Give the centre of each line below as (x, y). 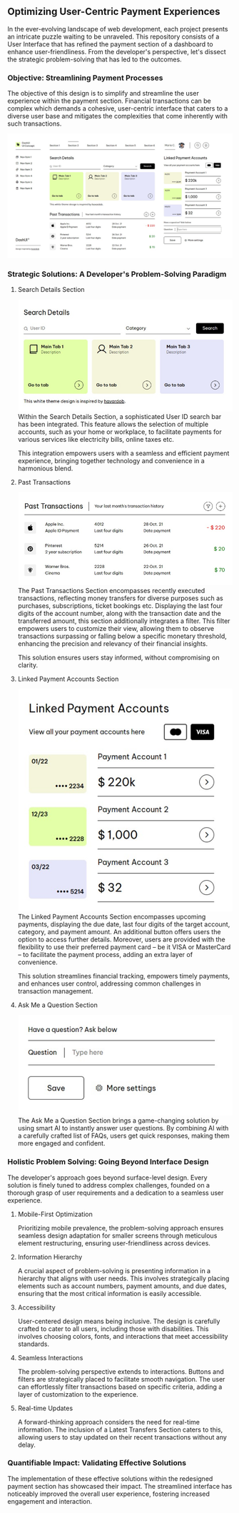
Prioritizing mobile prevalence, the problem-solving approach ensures (121, 1228)
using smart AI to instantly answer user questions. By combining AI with (123, 1128)
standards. (34, 1344)
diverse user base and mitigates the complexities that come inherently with (118, 116)
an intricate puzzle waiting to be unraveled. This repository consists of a (113, 36)
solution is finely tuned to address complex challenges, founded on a (109, 1185)
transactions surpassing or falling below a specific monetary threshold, (122, 636)
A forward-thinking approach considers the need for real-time (108, 1422)
